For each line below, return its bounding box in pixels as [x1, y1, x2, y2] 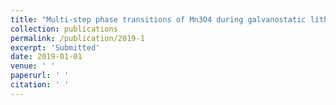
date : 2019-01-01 [10, 52, 83, 62]
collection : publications [10, 24, 118, 34]
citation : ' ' [10, 80, 70, 90]
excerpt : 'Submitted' [10, 42, 101, 53]
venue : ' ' [10, 61, 56, 71]
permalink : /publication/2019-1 [10, 33, 145, 43]
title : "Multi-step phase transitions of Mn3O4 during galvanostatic [10, 14, 307, 25]
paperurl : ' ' [10, 71, 70, 81]
